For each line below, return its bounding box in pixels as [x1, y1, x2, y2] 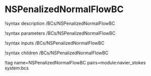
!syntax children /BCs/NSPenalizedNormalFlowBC [5, 50, 109, 56]
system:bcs [5, 65, 29, 71]
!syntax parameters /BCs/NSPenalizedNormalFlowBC [5, 30, 116, 36]
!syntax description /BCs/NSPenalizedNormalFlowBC [5, 20, 115, 26]
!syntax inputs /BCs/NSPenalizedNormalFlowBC [5, 40, 105, 46]
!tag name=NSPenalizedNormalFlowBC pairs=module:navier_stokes [5, 59, 146, 65]
